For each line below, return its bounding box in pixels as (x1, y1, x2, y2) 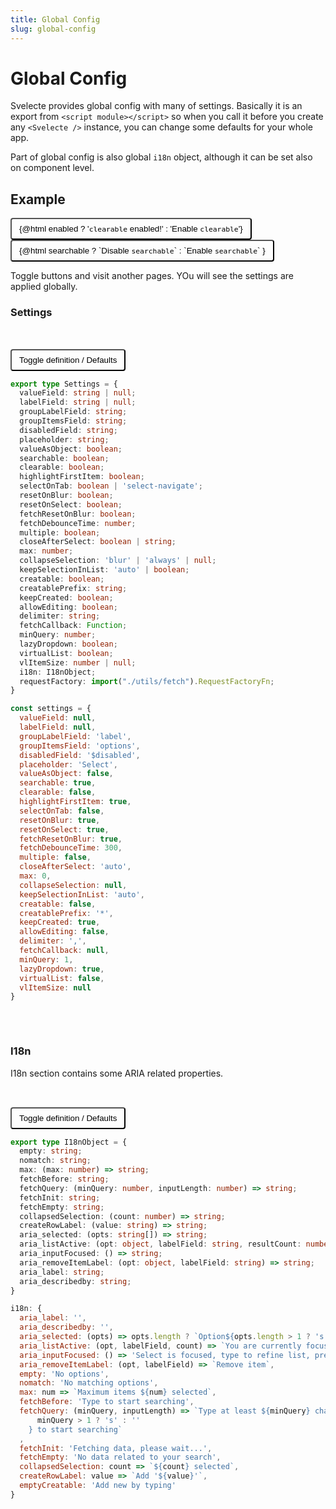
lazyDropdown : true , (19, 964, 105, 974)
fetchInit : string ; (19, 1192, 101, 1203)
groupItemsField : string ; (19, 416, 128, 426)
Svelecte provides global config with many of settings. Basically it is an (10, 100, 303, 112)
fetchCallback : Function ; (19, 621, 128, 631)
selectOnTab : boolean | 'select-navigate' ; (19, 481, 203, 491)
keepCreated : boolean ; (19, 592, 114, 603)
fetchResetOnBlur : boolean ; (19, 509, 137, 519)
